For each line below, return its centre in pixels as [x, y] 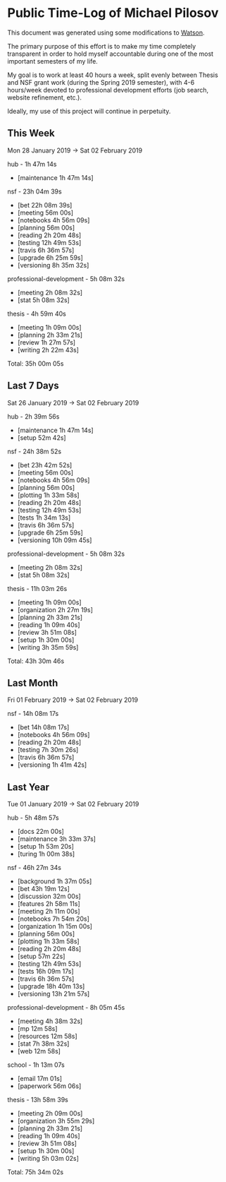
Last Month [33, 683]
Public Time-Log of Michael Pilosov [113, 13]
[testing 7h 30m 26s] [48, 750]
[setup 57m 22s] [41, 956]
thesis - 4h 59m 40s [37, 314]
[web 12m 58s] [39, 1051]
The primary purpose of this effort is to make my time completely [102, 46]
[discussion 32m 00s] [49, 896]
